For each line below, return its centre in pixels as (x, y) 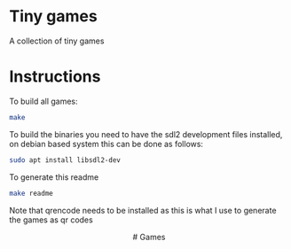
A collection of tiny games (57, 41)
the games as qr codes (51, 220)
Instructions (55, 77)
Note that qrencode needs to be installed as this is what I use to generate (143, 210)
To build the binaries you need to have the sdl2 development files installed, (146, 134)
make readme (31, 193)
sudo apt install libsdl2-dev (65, 160)
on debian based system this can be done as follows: (106, 144)
